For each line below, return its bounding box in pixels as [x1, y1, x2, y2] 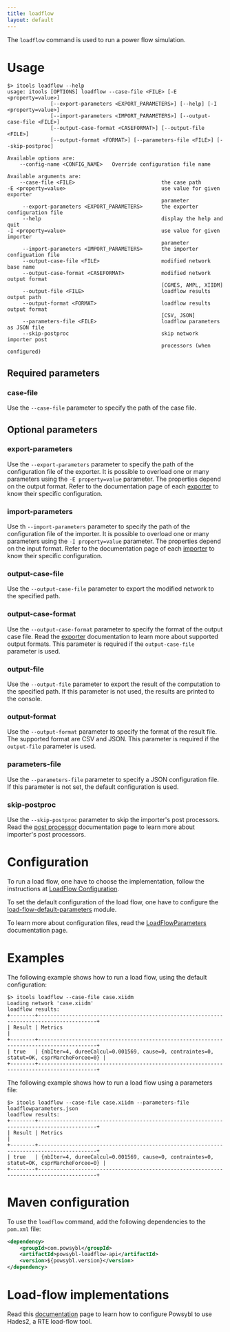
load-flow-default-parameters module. [7, 905, 117, 913]
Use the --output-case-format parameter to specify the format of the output [7, 625, 223, 633]
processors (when [160, 343, 211, 350]
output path [7, 294, 41, 301]
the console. [7, 695, 43, 703]
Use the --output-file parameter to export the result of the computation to [7, 680, 220, 688]
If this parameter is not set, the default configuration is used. [7, 782, 179, 791]
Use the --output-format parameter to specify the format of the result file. [7, 727, 218, 736]
